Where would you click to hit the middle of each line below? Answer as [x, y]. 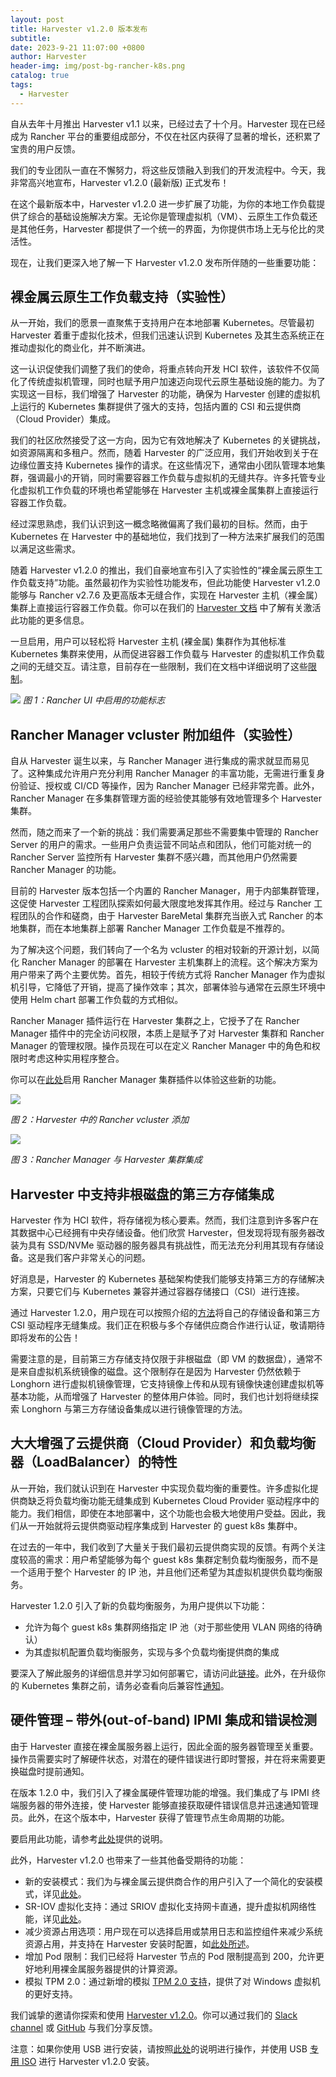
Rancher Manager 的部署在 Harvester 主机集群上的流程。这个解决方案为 [169, 962]
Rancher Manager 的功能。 [66, 870]
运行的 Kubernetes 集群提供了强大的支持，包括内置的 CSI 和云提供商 [160, 407]
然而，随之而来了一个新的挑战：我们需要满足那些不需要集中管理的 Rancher [164, 832]
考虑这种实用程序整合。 [76, 1058]
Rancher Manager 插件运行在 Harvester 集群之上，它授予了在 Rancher [155, 1021]
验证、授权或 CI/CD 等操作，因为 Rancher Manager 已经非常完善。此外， [169, 786]
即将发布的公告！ [45, 1338]
